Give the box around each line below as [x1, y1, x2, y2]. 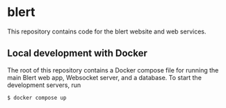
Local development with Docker [7, 47, 147, 59]
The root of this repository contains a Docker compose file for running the [7, 65, 219, 74]
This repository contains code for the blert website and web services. [7, 27, 207, 36]
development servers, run [7, 81, 81, 89]
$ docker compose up [7, 94, 67, 101]
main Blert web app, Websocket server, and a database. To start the [7, 73, 202, 82]
